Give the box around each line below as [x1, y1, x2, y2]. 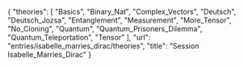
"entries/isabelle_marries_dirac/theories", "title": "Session [7, 41, 200, 51]
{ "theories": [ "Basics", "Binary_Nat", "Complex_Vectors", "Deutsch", [7, 7, 237, 16]
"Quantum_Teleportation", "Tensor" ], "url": [7, 32, 151, 42]
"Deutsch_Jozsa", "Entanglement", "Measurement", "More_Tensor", [7, 15, 232, 25]
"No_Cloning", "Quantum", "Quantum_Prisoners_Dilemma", [7, 24, 203, 33]
